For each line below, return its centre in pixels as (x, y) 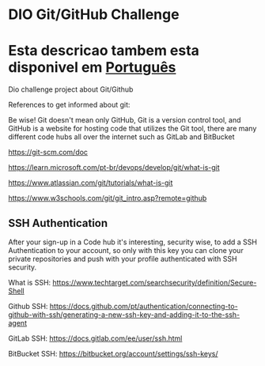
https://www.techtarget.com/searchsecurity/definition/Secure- (155, 282)
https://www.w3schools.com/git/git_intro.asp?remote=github (108, 198)
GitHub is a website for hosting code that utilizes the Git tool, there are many (132, 129)
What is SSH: (30, 282)
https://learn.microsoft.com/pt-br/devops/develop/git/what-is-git (114, 168)
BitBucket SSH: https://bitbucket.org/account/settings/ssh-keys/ (113, 353)
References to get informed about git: (69, 105)
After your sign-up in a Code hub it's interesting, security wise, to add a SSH (132, 242)
